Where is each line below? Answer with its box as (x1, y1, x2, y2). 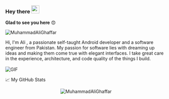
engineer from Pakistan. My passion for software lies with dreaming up (5, 45, 155, 51)
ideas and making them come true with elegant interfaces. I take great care (5, 50, 164, 56)
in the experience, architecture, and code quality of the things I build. (5, 56, 151, 62)
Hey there (5, 8, 31, 15)
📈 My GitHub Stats (5, 77, 46, 83)
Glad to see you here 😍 (5, 19, 56, 26)
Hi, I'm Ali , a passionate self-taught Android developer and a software (5, 39, 154, 45)
